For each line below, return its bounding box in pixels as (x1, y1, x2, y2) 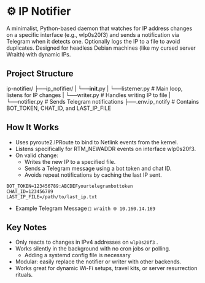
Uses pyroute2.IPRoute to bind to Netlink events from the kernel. (15, 138, 179, 145)
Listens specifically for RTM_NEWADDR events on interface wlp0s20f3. (15, 145, 196, 152)
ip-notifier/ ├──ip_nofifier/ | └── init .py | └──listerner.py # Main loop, (6, 85, 183, 92)
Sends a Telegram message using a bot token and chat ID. (24, 165, 172, 172)
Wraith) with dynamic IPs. (6, 50, 71, 58)
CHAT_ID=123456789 (6, 188, 53, 195)
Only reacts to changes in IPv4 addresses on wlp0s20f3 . (15, 238, 158, 246)
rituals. (15, 271, 33, 279)
